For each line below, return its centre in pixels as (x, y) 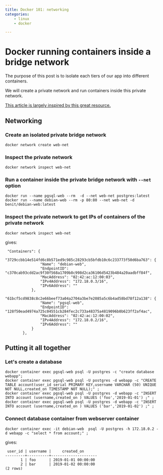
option (13, 186)
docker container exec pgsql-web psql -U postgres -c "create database (80, 372)
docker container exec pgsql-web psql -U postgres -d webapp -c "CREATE (81, 381)
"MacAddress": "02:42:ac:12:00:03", (77, 277)
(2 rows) (14, 468)
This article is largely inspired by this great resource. (58, 106)
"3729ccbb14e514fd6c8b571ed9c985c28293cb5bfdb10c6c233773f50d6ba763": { (81, 260)
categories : (17, 14)
